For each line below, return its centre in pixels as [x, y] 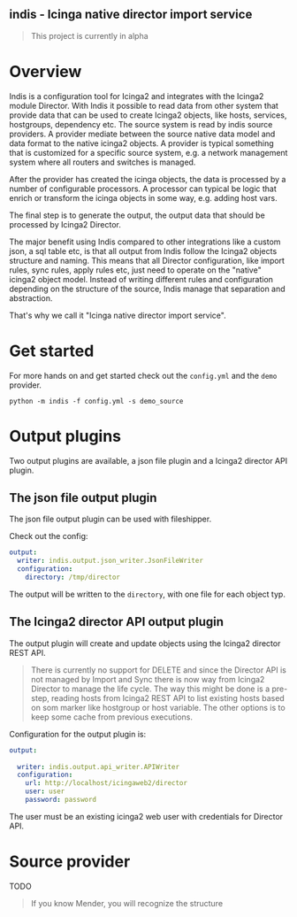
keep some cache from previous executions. [111, 717]
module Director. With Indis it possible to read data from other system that [144, 105]
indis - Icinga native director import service [131, 15]
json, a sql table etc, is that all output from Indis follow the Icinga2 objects [143, 250]
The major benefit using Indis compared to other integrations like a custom [145, 242]
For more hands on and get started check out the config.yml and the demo [143, 375]
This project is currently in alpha [89, 35]
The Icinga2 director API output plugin [116, 622]
